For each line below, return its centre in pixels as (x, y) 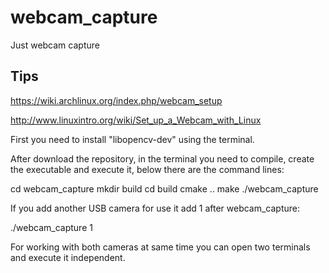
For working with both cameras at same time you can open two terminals (160, 247)
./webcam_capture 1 (51, 227)
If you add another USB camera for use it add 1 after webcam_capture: (155, 208)
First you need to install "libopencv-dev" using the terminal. (132, 139)
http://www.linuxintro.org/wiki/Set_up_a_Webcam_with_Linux (136, 120)
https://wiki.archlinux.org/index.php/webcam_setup (116, 100)
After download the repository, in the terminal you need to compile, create (162, 158)
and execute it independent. (68, 257)
